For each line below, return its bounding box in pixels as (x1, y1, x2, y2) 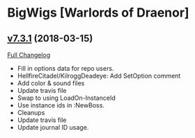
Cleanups (17, 109, 45, 117)
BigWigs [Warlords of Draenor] (7, 5, 189, 21)
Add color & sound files (17, 79, 85, 87)
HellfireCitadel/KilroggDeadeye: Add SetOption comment (17, 71, 181, 80)
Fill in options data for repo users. (17, 64, 114, 72)
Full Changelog (7, 51, 51, 59)
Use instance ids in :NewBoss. (17, 101, 104, 109)
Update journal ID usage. (17, 123, 89, 131)
